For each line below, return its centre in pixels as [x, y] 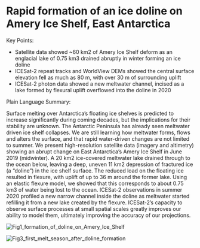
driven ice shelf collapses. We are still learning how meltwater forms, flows [99, 132]
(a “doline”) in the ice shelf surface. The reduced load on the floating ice [95, 170]
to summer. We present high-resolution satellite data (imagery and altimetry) [100, 145]
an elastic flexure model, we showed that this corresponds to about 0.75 [95, 183]
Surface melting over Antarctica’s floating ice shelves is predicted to [90, 113]
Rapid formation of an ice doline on [95, 11]
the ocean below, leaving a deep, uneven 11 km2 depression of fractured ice [100, 164]
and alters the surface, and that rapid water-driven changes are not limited [98, 138]
